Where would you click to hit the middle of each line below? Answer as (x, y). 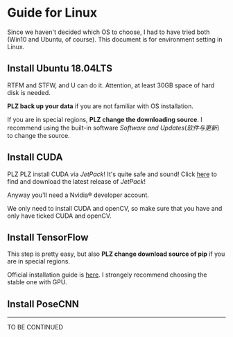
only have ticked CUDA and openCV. (60, 216)
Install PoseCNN (43, 304)
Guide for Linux (52, 13)
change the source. (42, 135)
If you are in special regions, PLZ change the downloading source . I (105, 119)
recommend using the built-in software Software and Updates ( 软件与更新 (112, 128)
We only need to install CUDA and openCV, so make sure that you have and (115, 208)
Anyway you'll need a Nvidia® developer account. (78, 195)
